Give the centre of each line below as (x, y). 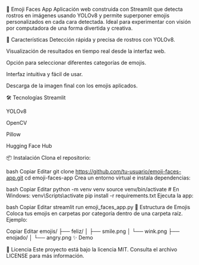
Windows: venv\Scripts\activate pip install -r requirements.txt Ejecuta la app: (100, 195)
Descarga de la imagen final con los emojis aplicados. (72, 86)
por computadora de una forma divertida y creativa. (70, 28)
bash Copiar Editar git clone (40, 171)
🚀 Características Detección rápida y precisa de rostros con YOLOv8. (91, 40)
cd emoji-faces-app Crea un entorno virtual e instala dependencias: (108, 178)
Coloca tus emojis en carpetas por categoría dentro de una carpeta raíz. (94, 213)
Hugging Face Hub (29, 146)
